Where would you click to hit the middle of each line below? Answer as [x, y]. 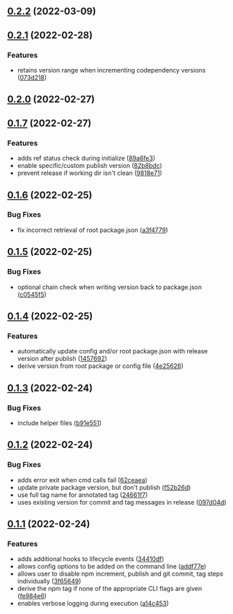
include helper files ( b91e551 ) [59, 423]
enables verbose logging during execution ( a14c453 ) [93, 604]
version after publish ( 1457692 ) [62, 359]
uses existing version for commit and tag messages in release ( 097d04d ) [122, 502]
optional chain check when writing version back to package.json [110, 287]
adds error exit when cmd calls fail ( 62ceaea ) [82, 479]
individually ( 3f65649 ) [49, 581]
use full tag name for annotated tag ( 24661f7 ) [82, 495]
